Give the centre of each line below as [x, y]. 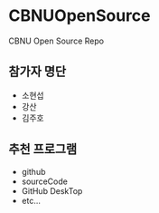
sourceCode [45, 181]
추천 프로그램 [43, 149]
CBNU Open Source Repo [56, 41]
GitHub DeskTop [52, 190]
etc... [31, 200]
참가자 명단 [37, 72]
